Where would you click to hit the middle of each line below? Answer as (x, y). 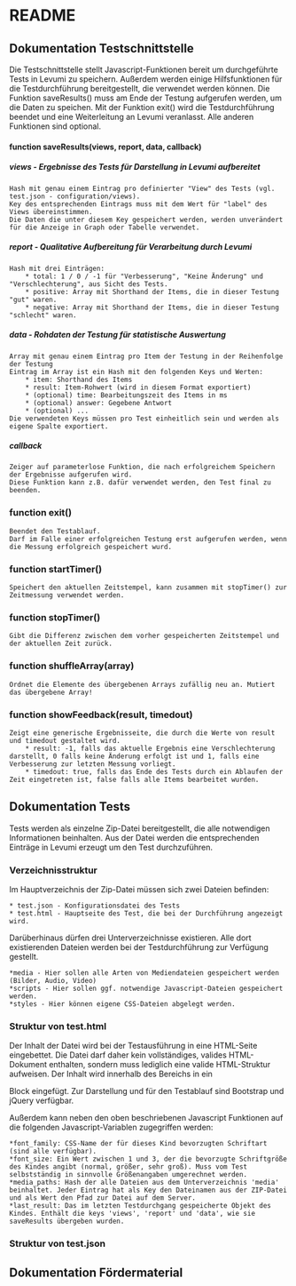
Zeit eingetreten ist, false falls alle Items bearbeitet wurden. (134, 779)
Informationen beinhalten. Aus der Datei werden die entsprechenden (134, 837)
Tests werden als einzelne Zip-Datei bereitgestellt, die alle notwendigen (140, 828)
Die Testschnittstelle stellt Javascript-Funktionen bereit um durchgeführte (144, 69)
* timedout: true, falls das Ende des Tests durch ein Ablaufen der (154, 771)
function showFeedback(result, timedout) (101, 715)
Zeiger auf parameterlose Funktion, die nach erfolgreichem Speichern (142, 467)
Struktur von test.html (58, 1026)
